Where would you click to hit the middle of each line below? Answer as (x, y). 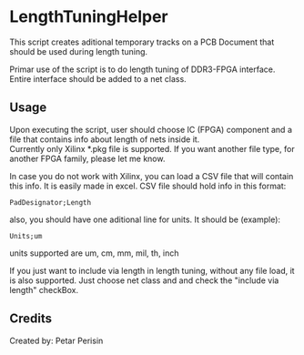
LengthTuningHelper (89, 17)
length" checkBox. (44, 289)
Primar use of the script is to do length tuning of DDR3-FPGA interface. (142, 69)
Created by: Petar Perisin (56, 340)
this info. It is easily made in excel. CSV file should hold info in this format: (148, 186)
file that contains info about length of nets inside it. (105, 139)
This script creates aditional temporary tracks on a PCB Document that (142, 42)
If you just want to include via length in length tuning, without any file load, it (152, 270)
